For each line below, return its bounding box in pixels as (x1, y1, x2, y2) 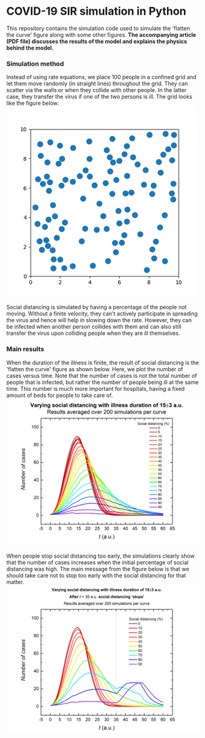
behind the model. (6, 44, 54, 52)
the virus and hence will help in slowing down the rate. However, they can (6, 317, 192, 324)
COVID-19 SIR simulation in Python (6, 4, 187, 18)
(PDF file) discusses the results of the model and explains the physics (6, 37, 187, 45)
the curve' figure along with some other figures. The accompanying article (6, 31, 196, 38)
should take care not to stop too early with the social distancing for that (6, 572, 187, 579)
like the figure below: (6, 99, 59, 107)
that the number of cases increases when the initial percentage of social (6, 558, 188, 566)
